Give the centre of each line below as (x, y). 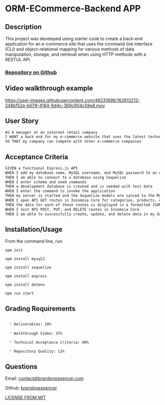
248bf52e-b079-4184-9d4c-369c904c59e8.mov (55, 105)
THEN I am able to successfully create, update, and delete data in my (80, 214)
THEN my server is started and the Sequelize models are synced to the (80, 196)
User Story (22, 121)
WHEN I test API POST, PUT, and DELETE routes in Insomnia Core (72, 209)
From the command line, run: (34, 241)
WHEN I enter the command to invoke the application (60, 191)
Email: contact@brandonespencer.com (44, 378)
